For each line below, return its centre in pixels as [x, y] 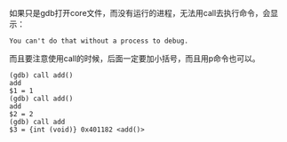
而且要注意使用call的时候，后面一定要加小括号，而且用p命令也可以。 [135, 59]
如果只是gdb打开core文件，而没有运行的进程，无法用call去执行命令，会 [140, 13]
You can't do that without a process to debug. [99, 41]
